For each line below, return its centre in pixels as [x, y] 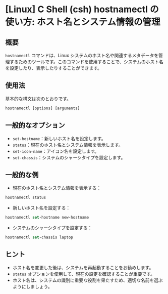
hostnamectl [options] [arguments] [43, 108]
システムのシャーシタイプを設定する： [52, 228]
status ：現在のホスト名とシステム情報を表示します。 [68, 145]
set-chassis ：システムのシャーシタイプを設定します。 [69, 157]
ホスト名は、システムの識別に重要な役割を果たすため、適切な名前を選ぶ [88, 280]
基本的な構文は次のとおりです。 [38, 99]
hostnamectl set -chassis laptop [39, 237]
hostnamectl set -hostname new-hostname [47, 218]
